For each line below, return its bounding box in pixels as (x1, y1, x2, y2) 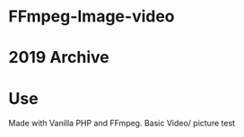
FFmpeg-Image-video (8, 6, 176, 27)
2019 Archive (8, 47, 109, 68)
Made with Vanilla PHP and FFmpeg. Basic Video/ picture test (8, 118, 235, 129)
